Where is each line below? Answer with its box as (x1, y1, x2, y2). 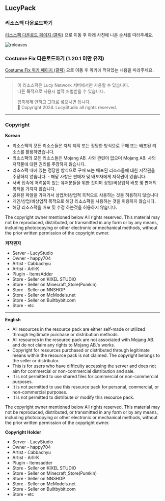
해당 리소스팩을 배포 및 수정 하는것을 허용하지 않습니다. (12, 204, 117, 210)
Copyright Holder (5, 429, 42, 435)
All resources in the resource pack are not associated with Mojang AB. (12, 337, 155, 343)
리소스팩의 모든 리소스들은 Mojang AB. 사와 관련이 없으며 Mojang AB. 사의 (12, 155, 156, 161)
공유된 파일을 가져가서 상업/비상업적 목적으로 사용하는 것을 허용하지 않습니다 (12, 192, 159, 198)
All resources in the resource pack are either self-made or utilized (12, 326, 145, 332)
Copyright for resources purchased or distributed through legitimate (12, 347, 150, 353)
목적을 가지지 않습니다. (12, 186, 56, 192)
